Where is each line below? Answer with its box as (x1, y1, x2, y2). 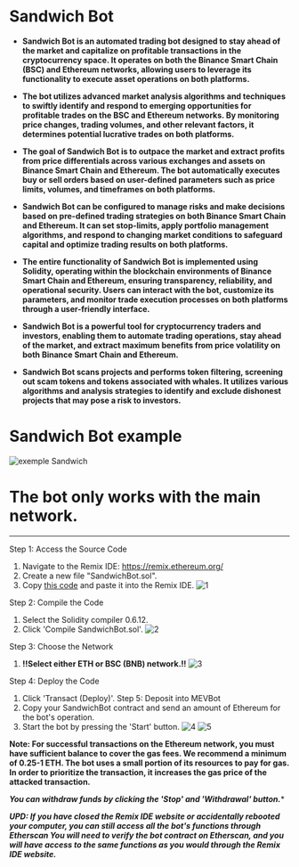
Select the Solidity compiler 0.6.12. (21, 614, 149, 625)
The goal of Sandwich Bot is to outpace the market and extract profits (21, 145, 286, 157)
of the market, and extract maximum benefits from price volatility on (21, 339, 281, 350)
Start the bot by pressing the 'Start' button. (21, 721, 181, 732)
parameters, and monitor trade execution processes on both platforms (21, 294, 288, 305)
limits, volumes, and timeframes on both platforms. (21, 184, 216, 194)
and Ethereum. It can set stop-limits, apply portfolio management (21, 220, 270, 231)
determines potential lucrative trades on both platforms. (21, 128, 235, 139)
